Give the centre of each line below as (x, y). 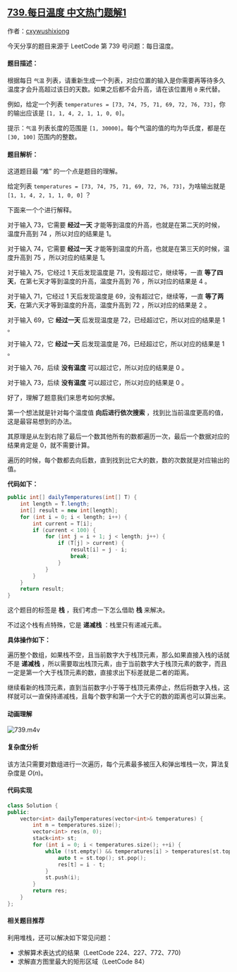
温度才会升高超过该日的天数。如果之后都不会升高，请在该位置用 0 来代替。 (116, 90)
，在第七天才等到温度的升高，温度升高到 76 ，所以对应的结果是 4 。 (113, 281)
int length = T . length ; (55, 504)
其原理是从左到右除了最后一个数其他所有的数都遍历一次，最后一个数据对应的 (119, 436)
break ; (80, 556)
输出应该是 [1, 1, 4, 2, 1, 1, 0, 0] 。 (71, 113)
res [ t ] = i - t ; (81, 865)
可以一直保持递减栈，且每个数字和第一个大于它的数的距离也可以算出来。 (124, 696)
